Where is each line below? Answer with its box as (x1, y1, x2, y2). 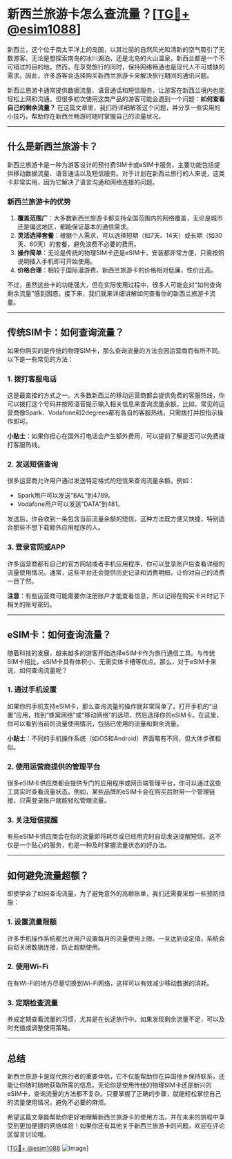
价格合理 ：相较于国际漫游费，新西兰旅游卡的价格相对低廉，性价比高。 (17, 266, 217, 274)
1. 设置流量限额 (7, 917, 57, 927)
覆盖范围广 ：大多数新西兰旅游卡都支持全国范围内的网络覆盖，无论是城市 (17, 214, 223, 223)
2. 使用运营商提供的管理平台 (7, 762, 101, 772)
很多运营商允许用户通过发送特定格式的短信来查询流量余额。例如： (7, 476, 195, 485)
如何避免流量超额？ (7, 869, 89, 881)
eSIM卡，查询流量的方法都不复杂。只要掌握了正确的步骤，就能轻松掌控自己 (7, 1089, 222, 1097)
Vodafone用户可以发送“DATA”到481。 (17, 500, 124, 508)
